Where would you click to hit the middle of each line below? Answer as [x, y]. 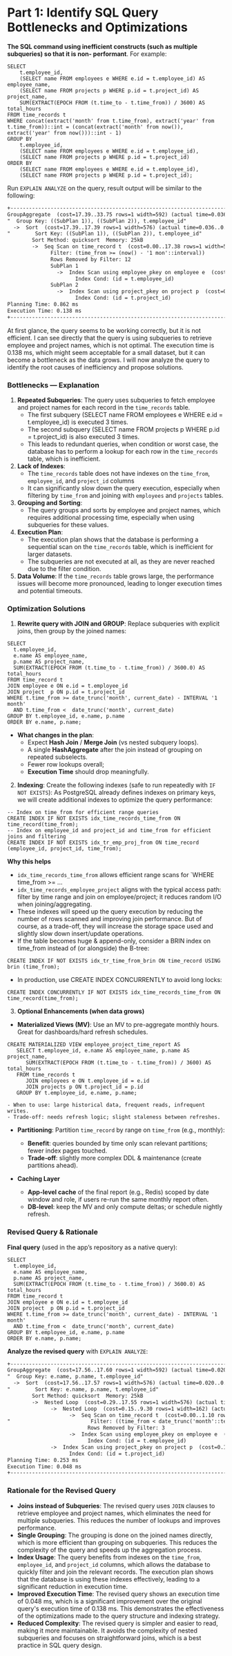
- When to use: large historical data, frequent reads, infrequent [106, 1105]
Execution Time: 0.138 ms [44, 311]
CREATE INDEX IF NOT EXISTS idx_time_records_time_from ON [94, 819]
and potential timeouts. [50, 590]
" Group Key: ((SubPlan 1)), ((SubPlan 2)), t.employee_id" [97, 221]
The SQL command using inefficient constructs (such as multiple [103, 46]
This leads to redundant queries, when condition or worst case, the [123, 444]
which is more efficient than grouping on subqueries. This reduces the [117, 1542]
